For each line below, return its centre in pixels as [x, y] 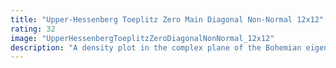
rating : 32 [33, 29]
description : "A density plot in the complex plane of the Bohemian [156, 47]
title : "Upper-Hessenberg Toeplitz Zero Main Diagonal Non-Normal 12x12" [167, 19]
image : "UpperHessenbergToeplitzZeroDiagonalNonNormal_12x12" [142, 38]
